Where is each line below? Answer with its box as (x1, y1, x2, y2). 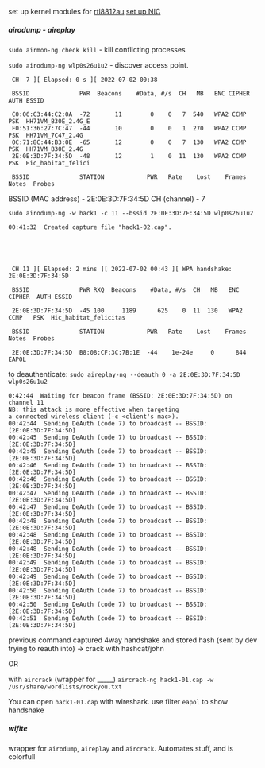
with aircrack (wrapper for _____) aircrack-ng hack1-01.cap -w (8, 674, 214, 684)
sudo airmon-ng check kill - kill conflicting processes (8, 45, 186, 54)
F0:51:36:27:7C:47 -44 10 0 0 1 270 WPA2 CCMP (11, 124, 247, 132)
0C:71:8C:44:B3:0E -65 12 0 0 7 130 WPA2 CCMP (11, 138, 247, 146)
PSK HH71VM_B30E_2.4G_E (8, 117, 90, 126)
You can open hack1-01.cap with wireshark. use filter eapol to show (8, 696, 229, 706)
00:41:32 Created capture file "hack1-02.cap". (8, 223, 172, 231)
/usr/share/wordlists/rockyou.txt (8, 683, 123, 691)
